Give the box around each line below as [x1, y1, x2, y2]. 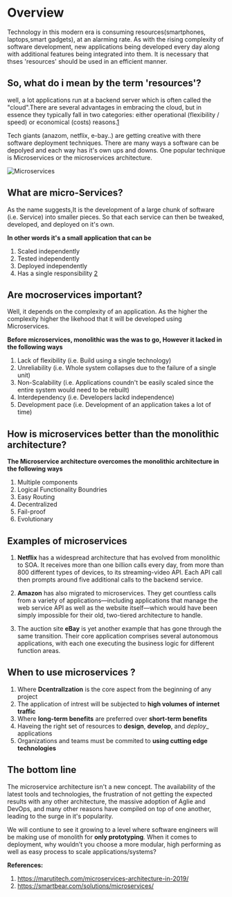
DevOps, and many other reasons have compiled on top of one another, [7, 804, 211, 812]
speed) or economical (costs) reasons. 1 [7, 118, 120, 126]
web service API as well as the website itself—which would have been [17, 604, 217, 611]
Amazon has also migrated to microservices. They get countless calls [17, 589, 217, 597]
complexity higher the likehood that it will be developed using [7, 315, 182, 323]
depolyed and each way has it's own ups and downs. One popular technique [7, 146, 226, 154]
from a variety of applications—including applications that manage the [17, 596, 218, 604]
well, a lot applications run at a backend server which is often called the [7, 96, 212, 104]
